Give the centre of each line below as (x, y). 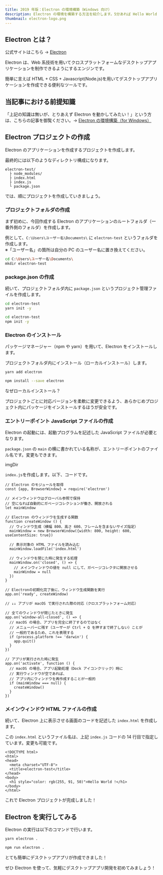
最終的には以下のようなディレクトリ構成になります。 (58, 160)
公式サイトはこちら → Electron (36, 52)
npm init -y (17, 321)
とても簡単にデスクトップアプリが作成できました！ (56, 857)
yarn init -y (18, 308)
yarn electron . (21, 839)
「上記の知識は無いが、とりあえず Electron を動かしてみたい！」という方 (78, 114)
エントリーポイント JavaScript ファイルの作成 (59, 421)
